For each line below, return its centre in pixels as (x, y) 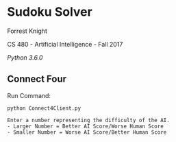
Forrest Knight (27, 31)
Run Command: (29, 95)
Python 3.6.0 (25, 57)
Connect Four (37, 79)
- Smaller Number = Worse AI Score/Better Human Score (87, 132)
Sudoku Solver (50, 12)
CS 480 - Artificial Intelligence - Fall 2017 (65, 44)
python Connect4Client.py (44, 108)
